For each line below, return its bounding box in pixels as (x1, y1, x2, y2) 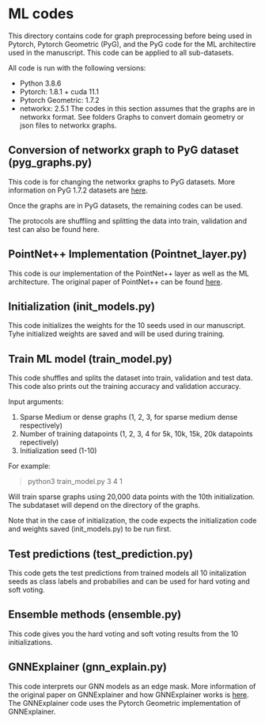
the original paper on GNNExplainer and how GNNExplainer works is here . (8, 690, 249, 699)
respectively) (19, 421, 63, 430)
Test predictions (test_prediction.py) (8, 547, 194, 561)
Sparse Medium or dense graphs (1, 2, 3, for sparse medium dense (19, 413, 238, 422)
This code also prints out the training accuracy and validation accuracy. (8, 382, 241, 391)
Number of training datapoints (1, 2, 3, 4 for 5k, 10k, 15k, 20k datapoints (19, 429, 253, 439)
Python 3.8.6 (19, 78, 62, 88)
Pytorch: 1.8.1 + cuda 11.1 (19, 86, 99, 96)
